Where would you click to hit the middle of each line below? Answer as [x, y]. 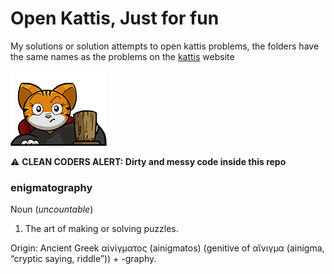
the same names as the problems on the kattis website [122, 56]
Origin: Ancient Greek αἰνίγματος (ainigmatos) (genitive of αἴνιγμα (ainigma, [167, 248]
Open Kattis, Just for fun [115, 18]
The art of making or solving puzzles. [101, 229]
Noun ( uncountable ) [52, 209]
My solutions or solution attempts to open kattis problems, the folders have [165, 46]
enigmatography [51, 187]
